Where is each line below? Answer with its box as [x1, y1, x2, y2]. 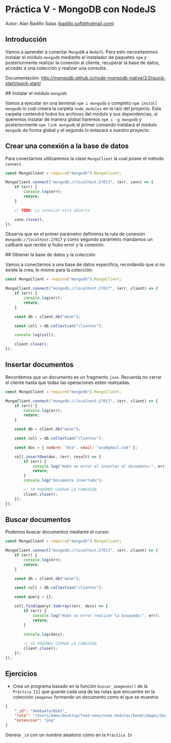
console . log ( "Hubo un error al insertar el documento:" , [32, 463, 156, 469]
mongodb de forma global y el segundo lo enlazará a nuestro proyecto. [5, 127, 150, 133]
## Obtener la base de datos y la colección [5, 252, 96, 258]
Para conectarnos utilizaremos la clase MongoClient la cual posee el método [5, 155, 164, 161]
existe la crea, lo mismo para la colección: [5, 267, 93, 273]
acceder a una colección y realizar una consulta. [5, 65, 107, 71]
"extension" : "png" [14, 718, 56, 723]
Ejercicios [5, 670, 37, 678]
